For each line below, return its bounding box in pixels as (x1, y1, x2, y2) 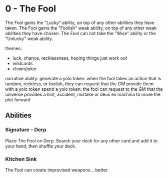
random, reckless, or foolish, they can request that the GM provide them (5, 81, 154, 87)
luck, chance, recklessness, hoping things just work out (12, 55, 127, 61)
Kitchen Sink (5, 155, 37, 162)
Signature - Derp (5, 126, 46, 133)
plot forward (5, 96, 31, 103)
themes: (5, 45, 22, 51)
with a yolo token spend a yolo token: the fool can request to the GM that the (5, 86, 163, 92)
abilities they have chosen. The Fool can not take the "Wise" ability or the (5, 30, 156, 36)
